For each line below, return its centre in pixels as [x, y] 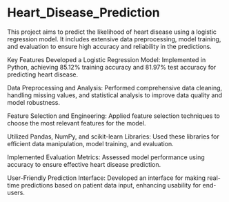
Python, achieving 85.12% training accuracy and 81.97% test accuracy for [112, 67]
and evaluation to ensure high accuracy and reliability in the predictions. [109, 46]
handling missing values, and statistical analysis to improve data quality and [115, 95]
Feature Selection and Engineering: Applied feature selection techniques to [114, 116]
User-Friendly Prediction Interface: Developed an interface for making [106, 178]
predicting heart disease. [43, 74]
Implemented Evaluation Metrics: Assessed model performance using [106, 157]
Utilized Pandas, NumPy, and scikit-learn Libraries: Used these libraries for [113, 137]
